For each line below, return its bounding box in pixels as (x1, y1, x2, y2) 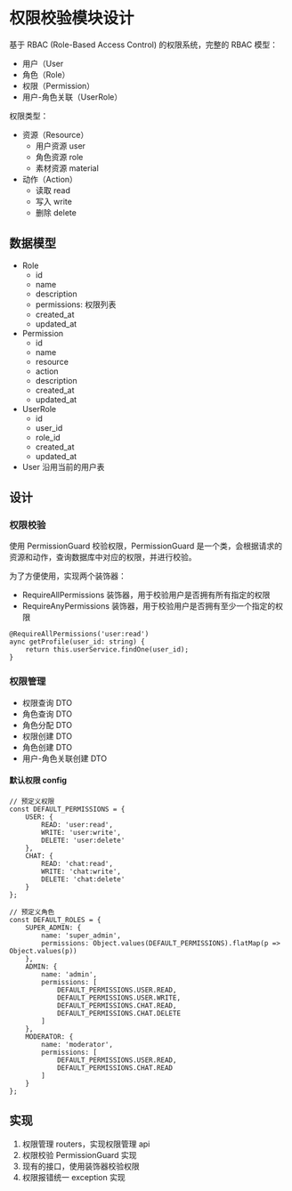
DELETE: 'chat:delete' (41, 874, 126, 884)
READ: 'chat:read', (41, 859, 114, 868)
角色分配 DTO (21, 719, 73, 730)
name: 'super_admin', (41, 931, 122, 940)
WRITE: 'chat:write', (41, 867, 122, 876)
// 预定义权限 (9, 797, 55, 806)
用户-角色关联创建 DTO (21, 753, 108, 764)
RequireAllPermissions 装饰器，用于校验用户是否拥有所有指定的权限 (21, 589, 271, 601)
